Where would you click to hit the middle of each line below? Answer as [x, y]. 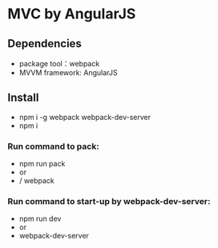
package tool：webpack [59, 64]
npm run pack [42, 164]
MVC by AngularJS [72, 14]
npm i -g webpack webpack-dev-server [85, 117]
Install [23, 98]
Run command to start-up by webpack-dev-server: [109, 202]
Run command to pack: [53, 146]
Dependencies [44, 44]
